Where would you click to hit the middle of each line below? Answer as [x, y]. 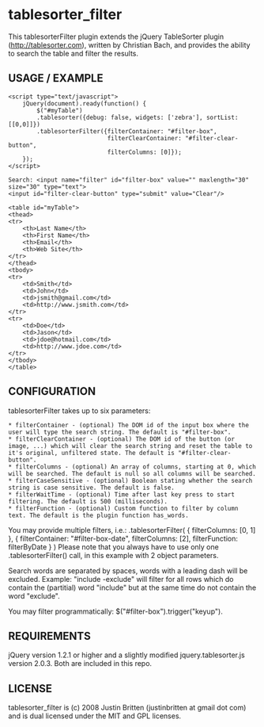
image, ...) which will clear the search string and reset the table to [130, 446]
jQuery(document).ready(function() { [85, 103]
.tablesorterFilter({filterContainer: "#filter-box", [127, 131]
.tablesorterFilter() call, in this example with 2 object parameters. [113, 555]
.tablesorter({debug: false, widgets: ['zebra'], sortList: [138, 117]
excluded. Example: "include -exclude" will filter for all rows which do [121, 579]
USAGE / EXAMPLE [56, 78]
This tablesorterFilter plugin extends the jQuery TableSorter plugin [116, 36]
